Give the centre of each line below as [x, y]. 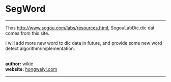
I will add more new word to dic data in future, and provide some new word [84, 43]
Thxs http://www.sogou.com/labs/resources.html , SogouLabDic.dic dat [80, 28]
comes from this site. [27, 33]
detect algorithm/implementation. [40, 48]
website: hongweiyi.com [31, 69]
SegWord [25, 9]
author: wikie [19, 64]
